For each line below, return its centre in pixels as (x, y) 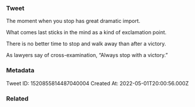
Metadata (20, 71)
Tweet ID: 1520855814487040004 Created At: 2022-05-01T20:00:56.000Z (97, 83)
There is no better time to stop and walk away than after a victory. (86, 44)
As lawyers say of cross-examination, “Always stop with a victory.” (87, 55)
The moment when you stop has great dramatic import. (73, 21)
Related (17, 98)
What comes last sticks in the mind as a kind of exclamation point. (86, 32)
